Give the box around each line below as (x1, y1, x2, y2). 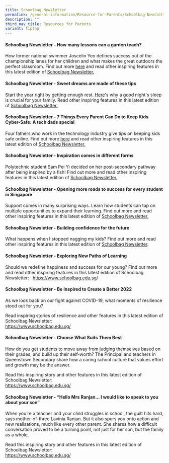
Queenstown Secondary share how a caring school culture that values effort (5, 356, 163, 362)
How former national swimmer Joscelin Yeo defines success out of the (5, 53, 152, 59)
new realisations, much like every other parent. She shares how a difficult (5, 421, 157, 427)
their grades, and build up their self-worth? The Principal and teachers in (5, 351, 156, 357)
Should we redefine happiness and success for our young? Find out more (5, 264, 157, 270)
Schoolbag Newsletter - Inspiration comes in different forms (5, 152, 134, 159)
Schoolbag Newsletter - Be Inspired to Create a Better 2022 (5, 286, 132, 292)
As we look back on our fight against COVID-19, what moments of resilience (5, 297, 162, 303)
